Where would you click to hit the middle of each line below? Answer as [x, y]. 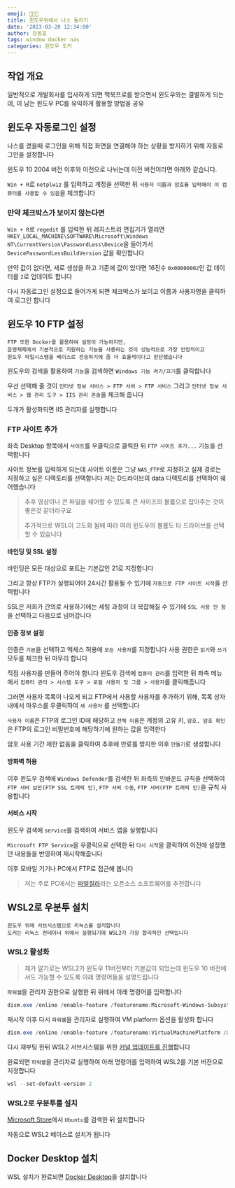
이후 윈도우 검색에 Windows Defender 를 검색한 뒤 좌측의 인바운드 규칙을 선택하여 [116, 778]
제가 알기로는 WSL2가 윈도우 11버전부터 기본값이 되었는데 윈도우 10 [116, 968]
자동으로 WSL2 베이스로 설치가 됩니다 [59, 1134]
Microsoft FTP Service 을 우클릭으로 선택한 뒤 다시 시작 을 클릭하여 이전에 [107, 844]
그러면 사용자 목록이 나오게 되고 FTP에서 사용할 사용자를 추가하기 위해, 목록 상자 [116, 697]
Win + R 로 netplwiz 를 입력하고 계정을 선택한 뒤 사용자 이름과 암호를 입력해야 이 [113, 184]
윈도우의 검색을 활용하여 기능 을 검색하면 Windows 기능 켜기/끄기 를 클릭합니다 [109, 371]
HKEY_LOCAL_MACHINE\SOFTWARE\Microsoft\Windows [78, 236]
